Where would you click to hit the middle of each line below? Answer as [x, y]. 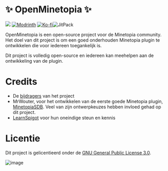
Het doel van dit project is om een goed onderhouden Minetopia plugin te [83, 40]
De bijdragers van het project [44, 96]
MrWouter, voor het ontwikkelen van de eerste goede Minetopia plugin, [88, 101]
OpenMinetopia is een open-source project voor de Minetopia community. [83, 34]
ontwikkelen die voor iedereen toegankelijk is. [54, 45]
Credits [21, 82]
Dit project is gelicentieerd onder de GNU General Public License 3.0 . [78, 153]
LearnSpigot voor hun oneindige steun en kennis [64, 118]
